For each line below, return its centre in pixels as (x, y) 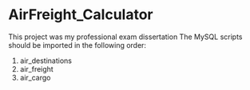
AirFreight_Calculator (81, 15)
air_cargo (35, 77)
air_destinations (46, 61)
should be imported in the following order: (77, 45)
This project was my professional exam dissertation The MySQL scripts (125, 37)
